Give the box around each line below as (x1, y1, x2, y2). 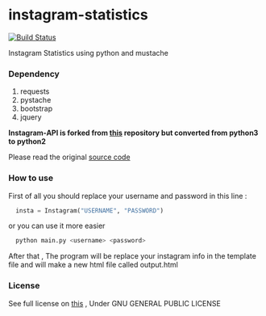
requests (19, 86, 50, 96)
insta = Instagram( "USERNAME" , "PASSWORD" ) (15, 206, 164, 215)
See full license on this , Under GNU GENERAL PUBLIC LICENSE (8, 298, 222, 308)
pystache (19, 95, 52, 105)
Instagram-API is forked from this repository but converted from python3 (8, 128, 259, 138)
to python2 (8, 137, 47, 146)
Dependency (8, 68, 60, 79)
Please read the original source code (8, 152, 131, 162)
